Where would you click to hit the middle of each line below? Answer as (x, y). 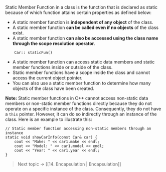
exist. (18, 33)
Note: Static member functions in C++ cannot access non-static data (77, 98)
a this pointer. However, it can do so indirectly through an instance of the (81, 114)
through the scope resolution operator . (54, 43)
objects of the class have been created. (53, 88)
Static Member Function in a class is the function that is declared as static (81, 7)
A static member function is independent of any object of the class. (83, 22)
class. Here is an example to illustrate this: (49, 119)
